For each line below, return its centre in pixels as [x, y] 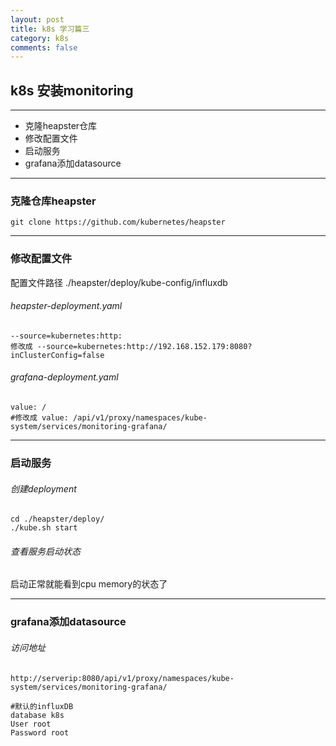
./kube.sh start [44, 528]
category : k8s [40, 38]
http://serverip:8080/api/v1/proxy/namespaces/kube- [122, 678]
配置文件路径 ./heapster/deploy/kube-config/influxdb [119, 282]
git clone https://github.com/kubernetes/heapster [118, 222]
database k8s [37, 715]
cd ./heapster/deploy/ [57, 519]
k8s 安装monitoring [72, 90]
